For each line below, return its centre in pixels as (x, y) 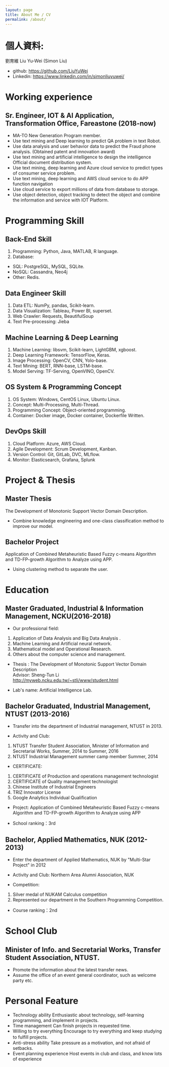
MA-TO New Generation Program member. (57, 136)
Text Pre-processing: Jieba (41, 321)
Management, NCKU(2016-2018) (58, 616)
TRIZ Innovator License (37, 792)
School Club (31, 931)
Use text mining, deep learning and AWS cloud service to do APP (80, 179)
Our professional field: (36, 629)
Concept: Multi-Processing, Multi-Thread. (56, 404)
